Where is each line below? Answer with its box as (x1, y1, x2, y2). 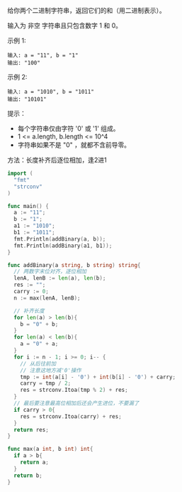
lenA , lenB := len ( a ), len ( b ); (13, 275, 106, 282)
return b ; (13, 471, 42, 479)
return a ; (20, 459, 50, 466)
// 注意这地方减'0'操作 (20, 366, 81, 374)
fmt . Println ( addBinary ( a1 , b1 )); (13, 242, 113, 249)
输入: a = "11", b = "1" (7, 52, 79, 59)
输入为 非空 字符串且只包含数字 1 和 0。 (7, 21, 123, 30)
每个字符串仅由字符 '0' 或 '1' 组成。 (17, 124, 120, 133)
